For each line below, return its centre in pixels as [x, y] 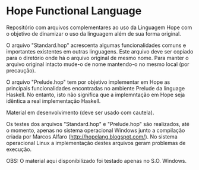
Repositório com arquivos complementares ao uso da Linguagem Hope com [99, 27]
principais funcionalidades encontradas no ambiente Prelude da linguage [96, 88]
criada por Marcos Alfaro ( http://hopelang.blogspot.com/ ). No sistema [92, 136]
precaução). [21, 70]
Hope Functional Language [74, 11]
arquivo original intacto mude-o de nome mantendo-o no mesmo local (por [98, 64]
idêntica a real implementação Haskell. [53, 101]
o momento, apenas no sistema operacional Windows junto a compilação [96, 130]
